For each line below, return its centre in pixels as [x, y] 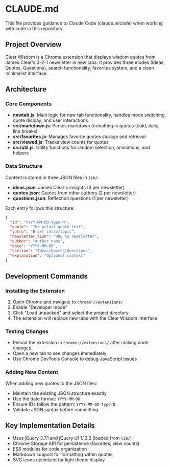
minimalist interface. [27, 73]
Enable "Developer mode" [40, 307]
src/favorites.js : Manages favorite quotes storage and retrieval [79, 137]
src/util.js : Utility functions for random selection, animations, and [81, 148]
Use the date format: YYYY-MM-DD [46, 398]
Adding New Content [32, 372]
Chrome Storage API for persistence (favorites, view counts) [76, 443]
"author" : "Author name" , [38, 241]
